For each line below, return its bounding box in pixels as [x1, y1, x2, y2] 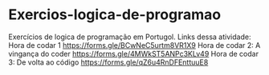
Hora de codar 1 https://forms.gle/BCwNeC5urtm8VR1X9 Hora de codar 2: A [8, 40, 261, 49]
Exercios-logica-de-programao [8, 6, 222, 24]
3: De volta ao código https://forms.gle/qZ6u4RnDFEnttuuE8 [8, 57, 209, 67]
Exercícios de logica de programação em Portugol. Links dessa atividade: [8, 32, 251, 41]
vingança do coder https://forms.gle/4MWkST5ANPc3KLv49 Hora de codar [8, 49, 259, 58]
